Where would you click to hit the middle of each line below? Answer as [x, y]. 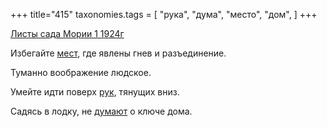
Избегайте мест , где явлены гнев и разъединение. [118, 53]
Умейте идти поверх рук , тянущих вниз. [95, 92]
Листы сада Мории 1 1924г [67, 33]
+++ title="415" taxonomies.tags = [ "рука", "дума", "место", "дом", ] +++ [164, 14]
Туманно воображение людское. [81, 72]
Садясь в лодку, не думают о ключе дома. [101, 111]
